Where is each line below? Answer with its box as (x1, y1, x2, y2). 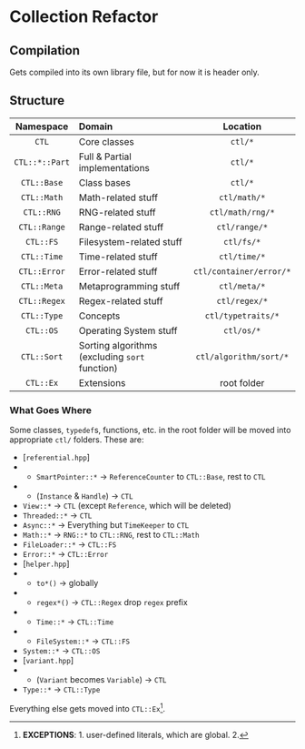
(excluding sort (78, 350, 145, 363)
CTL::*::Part (14, 157, 71, 167)
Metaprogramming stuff (78, 279, 181, 292)
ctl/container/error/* (193, 266, 291, 277)
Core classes (78, 135, 134, 147)
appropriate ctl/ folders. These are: (9, 434, 144, 445)
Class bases (78, 176, 132, 188)
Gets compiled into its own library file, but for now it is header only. (9, 66, 261, 77)
